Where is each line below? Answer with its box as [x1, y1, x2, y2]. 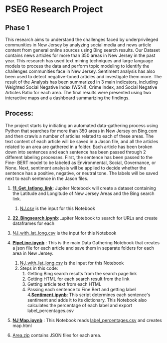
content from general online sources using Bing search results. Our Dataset [5, 47, 160, 53]
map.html [12, 323, 32, 329]
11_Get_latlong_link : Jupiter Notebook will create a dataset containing [12, 185, 156, 191]
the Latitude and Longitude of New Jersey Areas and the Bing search [12, 190, 155, 196]
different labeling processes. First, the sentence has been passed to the [5, 154, 153, 160]
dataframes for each [12, 220, 55, 226]
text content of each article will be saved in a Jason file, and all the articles [5, 138, 159, 144]
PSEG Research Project [5, 3, 103, 15]
